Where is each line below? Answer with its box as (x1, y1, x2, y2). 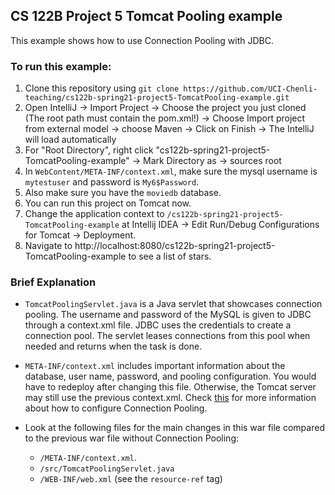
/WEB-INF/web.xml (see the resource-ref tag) (39, 473, 223, 485)
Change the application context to (24, 208, 165, 220)
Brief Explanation (10, 275, 97, 289)
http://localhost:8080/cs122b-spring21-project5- (74, 240, 276, 252)
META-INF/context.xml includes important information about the (24, 360, 286, 372)
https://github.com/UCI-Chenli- (183, 84, 318, 94)
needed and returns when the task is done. (24, 340, 203, 353)
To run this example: (10, 59, 112, 73)
